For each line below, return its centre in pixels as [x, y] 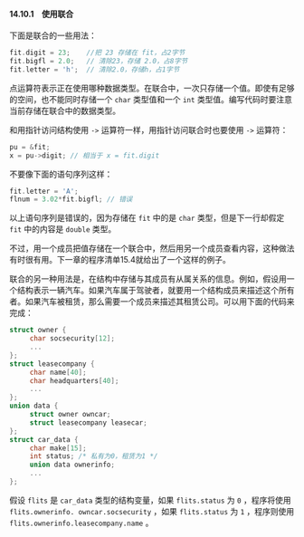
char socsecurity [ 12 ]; [72, 339]
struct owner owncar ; [70, 415]
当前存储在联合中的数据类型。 [65, 110]
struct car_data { [44, 439]
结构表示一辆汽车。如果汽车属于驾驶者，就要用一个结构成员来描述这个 [147, 291]
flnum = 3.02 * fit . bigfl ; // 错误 [71, 199]
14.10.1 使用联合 [42, 14]
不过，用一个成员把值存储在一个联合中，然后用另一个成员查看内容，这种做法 [152, 248]
